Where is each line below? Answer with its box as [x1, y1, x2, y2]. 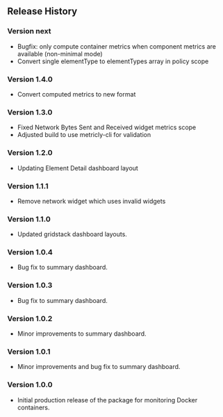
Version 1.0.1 [7, 347, 51, 357]
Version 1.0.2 [7, 313, 53, 323]
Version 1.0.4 [7, 247, 53, 257]
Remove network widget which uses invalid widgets [17, 197, 166, 205]
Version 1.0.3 [7, 281, 53, 291]
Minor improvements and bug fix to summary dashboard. [17, 363, 181, 371]
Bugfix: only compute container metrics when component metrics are [17, 42, 217, 51]
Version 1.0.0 [7, 380, 53, 390]
